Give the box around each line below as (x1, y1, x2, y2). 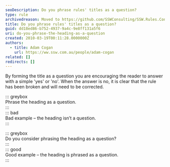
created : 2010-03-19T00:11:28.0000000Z (5, 36, 90, 41)
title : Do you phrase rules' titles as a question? (5, 21, 116, 27)
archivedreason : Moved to (5, 17, 60, 22)
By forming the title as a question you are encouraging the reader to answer (5, 73, 163, 79)
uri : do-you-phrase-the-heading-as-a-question (5, 31, 105, 36)
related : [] (5, 54, 30, 60)
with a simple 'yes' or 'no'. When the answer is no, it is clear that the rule (5, 78, 156, 85)
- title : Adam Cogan (10, 45, 53, 50)
